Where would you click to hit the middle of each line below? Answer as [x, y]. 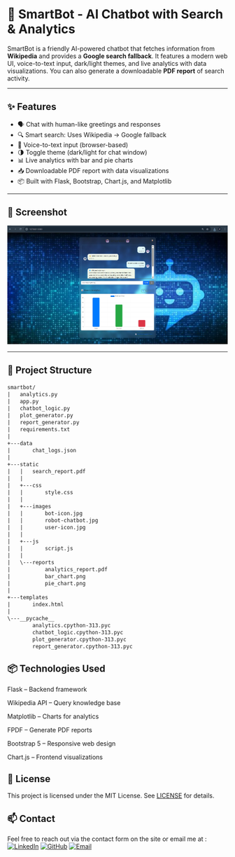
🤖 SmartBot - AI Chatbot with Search [115, 14]
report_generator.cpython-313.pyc [83, 646]
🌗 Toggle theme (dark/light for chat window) [82, 152]
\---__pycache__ [31, 618]
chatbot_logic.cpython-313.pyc [78, 632]
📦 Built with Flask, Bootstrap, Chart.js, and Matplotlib [94, 181]
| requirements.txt [39, 429]
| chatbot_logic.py [39, 408]
